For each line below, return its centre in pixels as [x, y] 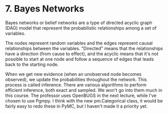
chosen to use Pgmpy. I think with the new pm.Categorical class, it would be [84, 100]
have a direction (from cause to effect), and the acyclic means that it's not [82, 54]
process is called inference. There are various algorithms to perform [76, 85]
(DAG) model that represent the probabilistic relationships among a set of [81, 28]
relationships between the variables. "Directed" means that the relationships [84, 48]
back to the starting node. [32, 64]
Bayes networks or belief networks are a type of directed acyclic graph [79, 23]
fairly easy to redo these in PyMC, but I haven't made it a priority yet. [76, 106]
